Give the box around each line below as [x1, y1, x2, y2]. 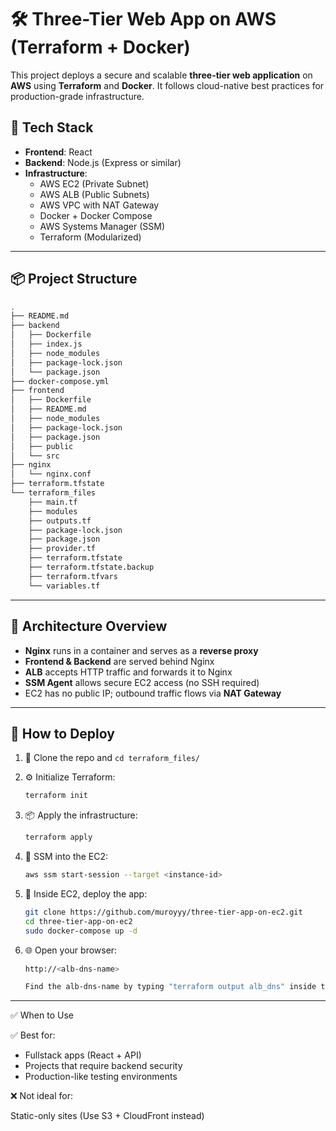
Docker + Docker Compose [39, 209, 153, 221]
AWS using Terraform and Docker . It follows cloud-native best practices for [10, 79, 325, 91]
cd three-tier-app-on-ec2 [24, 916, 133, 926]
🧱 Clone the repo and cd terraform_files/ [24, 752, 201, 764]
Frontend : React [24, 146, 93, 158]
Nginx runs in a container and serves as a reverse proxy [24, 644, 259, 656]
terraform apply [24, 832, 93, 843]
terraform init [24, 791, 89, 801]
